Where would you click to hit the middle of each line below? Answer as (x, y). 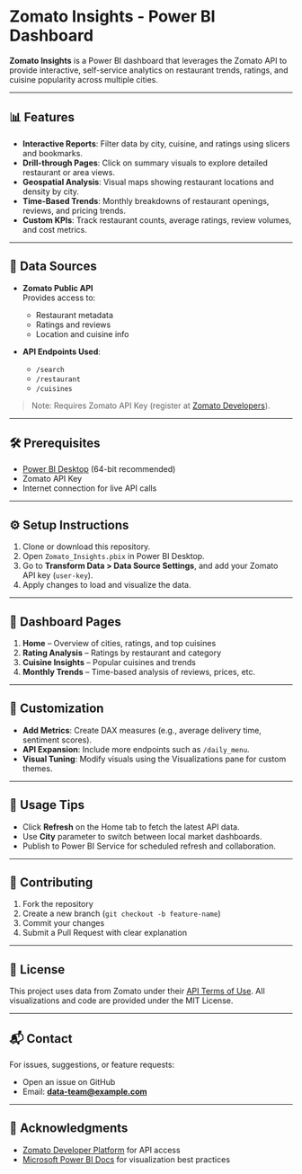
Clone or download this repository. (86, 547)
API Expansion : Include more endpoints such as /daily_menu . (136, 749)
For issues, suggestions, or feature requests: (92, 1065)
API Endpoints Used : (62, 351)
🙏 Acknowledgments (69, 1129)
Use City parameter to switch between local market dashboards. (142, 836)
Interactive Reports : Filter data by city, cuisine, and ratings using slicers (156, 143)
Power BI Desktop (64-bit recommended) (99, 469)
